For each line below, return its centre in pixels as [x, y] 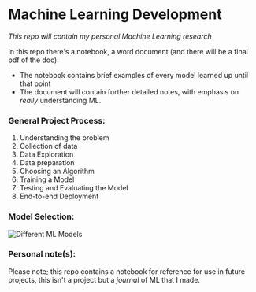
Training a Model [47, 179]
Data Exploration [46, 154]
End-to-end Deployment [59, 196]
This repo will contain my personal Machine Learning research [110, 36]
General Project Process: [57, 120]
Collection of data [48, 146]
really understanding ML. [60, 100]
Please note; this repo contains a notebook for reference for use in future [127, 271]
